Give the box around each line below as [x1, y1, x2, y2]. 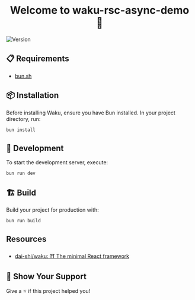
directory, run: [6, 115, 41, 122]
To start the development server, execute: [6, 159, 108, 166]
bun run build [6, 218, 41, 224]
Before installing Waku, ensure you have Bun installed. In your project [6, 109, 176, 116]
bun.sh [14, 72, 32, 79]
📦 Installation [6, 90, 59, 101]
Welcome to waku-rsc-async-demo [9, 4, 190, 17]
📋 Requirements [6, 54, 69, 64]
